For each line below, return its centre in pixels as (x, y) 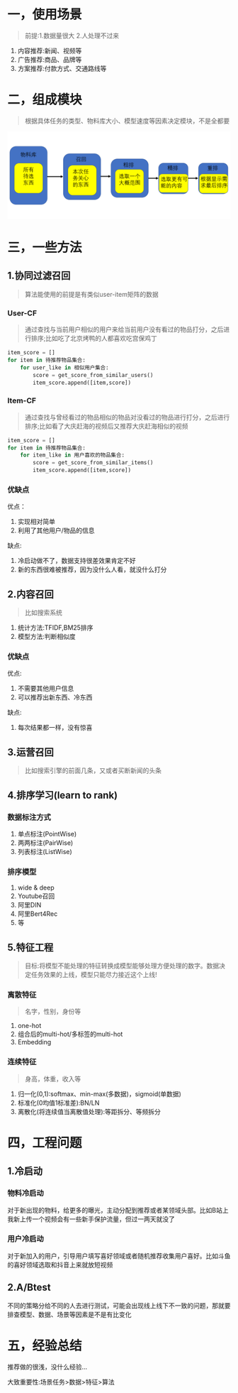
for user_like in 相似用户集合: (64, 367)
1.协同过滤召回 (39, 276)
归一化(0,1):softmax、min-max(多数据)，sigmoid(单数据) (100, 1093)
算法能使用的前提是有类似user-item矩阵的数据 (92, 294)
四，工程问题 (45, 1143)
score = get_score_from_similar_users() (93, 375)
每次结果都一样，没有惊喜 (55, 728)
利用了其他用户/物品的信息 (56, 530)
